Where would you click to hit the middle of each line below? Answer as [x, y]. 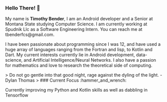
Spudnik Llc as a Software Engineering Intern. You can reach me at [74, 29]
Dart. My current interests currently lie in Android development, [70, 55]
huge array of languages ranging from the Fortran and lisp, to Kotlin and [79, 50]
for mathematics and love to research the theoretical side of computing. [79, 65]
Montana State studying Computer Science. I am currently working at [76, 24]
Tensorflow [17, 95]
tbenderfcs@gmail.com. [30, 35]
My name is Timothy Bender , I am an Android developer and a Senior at [79, 19]
